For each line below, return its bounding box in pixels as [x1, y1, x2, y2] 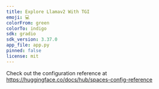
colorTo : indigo [6, 25, 47, 32]
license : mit [6, 53, 39, 59]
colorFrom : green [6, 20, 50, 26]
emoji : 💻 [6, 14, 30, 20]
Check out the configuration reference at [6, 69, 107, 76]
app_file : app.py [6, 42, 50, 48]
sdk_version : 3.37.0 [6, 36, 58, 42]
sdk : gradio [6, 31, 36, 37]
